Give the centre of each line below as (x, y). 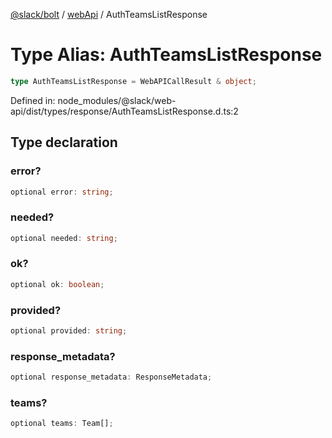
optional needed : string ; (64, 238)
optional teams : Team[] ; (62, 424)
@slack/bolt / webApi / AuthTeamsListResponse (109, 14)
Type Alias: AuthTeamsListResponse (166, 55)
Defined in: (33, 100)
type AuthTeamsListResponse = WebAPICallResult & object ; (133, 81)
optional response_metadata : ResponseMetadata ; (111, 377)
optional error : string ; (62, 192)
